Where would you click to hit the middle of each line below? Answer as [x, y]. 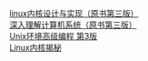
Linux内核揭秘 [35, 47]
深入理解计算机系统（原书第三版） [73, 25]
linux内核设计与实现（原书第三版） [74, 13]
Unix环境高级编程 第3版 [54, 36]
